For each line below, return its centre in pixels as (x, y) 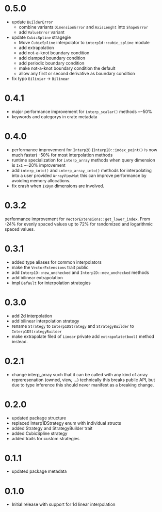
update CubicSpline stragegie (41, 37)
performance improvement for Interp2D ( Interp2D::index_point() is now (84, 150)
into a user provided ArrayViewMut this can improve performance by (79, 176)
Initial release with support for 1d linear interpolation (64, 504)
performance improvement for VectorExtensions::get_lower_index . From (77, 219)
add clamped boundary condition (52, 58)
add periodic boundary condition (51, 63)
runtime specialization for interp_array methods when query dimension (83, 160)
